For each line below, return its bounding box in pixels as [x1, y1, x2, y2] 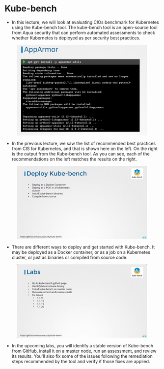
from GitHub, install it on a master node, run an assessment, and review [11, 348, 157, 354]
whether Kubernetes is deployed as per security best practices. [11, 35, 140, 41]
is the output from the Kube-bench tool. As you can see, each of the [11, 151, 150, 156]
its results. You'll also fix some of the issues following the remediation [11, 353, 153, 359]
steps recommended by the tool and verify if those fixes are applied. [11, 358, 150, 364]
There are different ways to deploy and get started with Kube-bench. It [11, 244, 155, 250]
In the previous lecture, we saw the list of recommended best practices [11, 140, 156, 146]
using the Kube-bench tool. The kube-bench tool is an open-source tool [11, 24, 158, 30]
